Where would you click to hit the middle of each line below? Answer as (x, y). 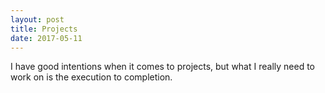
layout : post (37, 19)
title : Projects (44, 29)
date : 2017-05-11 (46, 38)
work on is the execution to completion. (91, 77)
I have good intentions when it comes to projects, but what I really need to (162, 67)
